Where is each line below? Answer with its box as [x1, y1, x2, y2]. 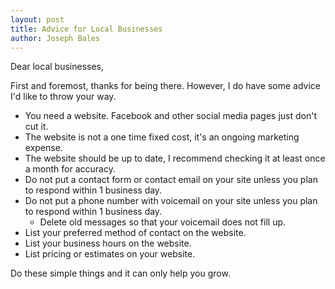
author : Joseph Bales [10, 33, 101, 43]
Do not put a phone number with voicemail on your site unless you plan [24, 195, 318, 207]
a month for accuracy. [24, 163, 116, 175]
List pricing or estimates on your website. [24, 248, 196, 260]
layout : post [10, 14, 65, 25]
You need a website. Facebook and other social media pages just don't [24, 110, 318, 122]
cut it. [24, 121, 49, 133]
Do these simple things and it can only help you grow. [10, 267, 231, 280]
